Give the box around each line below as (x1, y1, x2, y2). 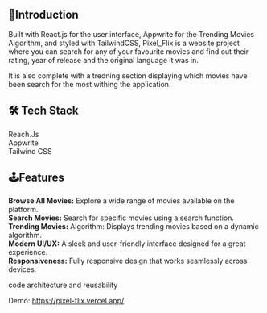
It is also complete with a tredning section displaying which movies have (8, 70, 248, 81)
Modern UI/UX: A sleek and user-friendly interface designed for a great (8, 239, 246, 248)
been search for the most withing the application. (8, 79, 171, 89)
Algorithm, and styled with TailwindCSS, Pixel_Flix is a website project (8, 38, 240, 48)
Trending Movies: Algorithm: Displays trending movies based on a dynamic (8, 222, 259, 232)
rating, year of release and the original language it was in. (8, 55, 199, 65)
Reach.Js (8, 129, 39, 139)
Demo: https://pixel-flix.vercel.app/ (8, 296, 125, 306)
